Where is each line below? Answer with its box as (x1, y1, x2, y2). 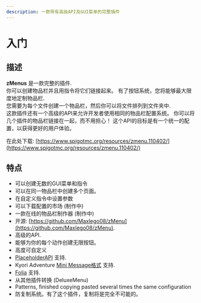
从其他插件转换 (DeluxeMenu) (14, 277, 89, 284)
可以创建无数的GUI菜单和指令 (14, 180, 88, 187)
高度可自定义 (14, 246, 47, 254)
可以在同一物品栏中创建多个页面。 (14, 188, 100, 195)
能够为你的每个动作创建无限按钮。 (14, 239, 100, 246)
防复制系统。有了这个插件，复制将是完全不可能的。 (14, 290, 142, 298)
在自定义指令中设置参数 (14, 195, 73, 202)
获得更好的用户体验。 (22, 124, 75, 132)
